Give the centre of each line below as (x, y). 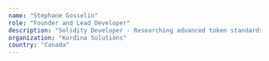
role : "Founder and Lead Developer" (69, 23)
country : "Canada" (39, 45)
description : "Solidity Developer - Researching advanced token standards (136, 30)
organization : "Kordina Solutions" (68, 38)
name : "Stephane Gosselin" (53, 15)
